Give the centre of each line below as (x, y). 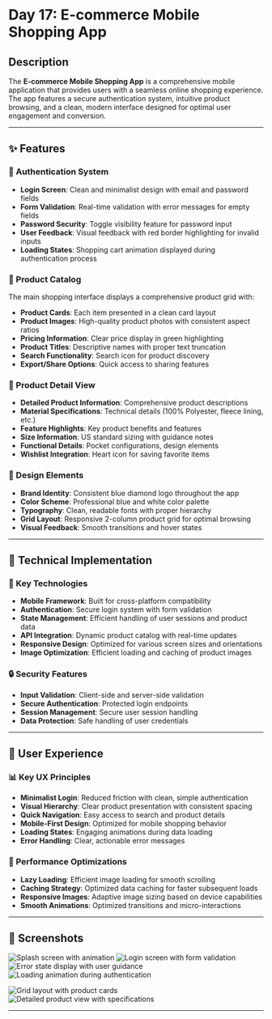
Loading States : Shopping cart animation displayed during (118, 249)
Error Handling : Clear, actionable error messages (102, 841)
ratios (30, 329)
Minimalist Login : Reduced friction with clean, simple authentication (134, 798)
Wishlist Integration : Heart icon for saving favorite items (115, 454)
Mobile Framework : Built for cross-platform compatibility (115, 601)
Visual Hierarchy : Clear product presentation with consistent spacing (136, 806)
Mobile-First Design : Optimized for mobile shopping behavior (123, 824)
